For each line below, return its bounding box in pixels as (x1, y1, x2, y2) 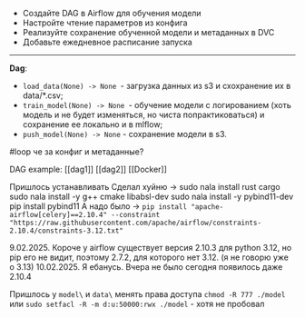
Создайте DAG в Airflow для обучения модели (22, 8, 202, 18)
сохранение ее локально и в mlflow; (22, 119, 163, 130)
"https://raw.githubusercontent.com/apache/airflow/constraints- (9, 218, 261, 227)
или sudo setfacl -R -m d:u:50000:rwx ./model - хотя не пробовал (9, 299, 265, 309)
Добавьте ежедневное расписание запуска (22, 36, 192, 47)
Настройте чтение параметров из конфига (22, 17, 188, 28)
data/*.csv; (22, 90, 64, 101)
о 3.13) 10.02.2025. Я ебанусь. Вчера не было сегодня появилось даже (9, 262, 283, 272)
